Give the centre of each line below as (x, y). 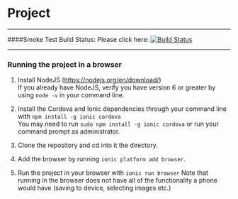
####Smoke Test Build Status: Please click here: (78, 39)
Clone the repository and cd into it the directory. (87, 145)
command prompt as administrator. (69, 131)
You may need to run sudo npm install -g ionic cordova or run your (118, 124)
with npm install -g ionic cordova (69, 117)
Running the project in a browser (64, 64)
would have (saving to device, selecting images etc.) (94, 188)
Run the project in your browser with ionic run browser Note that (113, 173)
